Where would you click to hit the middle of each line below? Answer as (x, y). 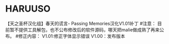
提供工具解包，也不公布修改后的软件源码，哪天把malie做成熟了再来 (89, 30)
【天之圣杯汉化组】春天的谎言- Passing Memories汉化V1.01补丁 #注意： (81, 23)
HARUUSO (28, 9)
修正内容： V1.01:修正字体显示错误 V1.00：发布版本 (71, 36)
